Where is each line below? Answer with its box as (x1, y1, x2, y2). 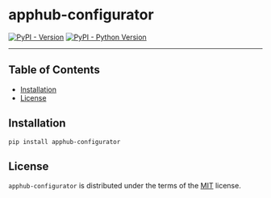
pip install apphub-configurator (8, 138, 121, 146)
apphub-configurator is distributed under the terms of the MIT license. (8, 181, 242, 191)
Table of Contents (8, 63, 101, 77)
